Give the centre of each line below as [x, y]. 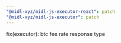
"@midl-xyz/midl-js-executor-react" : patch [61, 11]
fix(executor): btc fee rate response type [56, 34]
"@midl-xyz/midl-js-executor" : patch [53, 17]
